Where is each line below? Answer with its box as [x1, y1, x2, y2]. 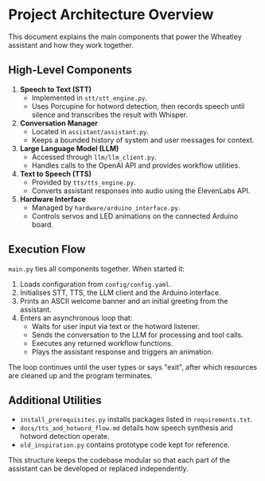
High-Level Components [8, 64, 133, 77]
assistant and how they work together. [8, 40, 134, 49]
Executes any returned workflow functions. [31, 338, 173, 347]
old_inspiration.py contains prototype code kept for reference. [19, 440, 230, 450]
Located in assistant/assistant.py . [31, 126, 150, 136]
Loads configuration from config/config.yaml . [19, 279, 172, 289]
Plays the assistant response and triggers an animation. [31, 347, 214, 356]
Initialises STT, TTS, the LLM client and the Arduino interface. [19, 288, 221, 297]
